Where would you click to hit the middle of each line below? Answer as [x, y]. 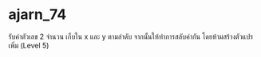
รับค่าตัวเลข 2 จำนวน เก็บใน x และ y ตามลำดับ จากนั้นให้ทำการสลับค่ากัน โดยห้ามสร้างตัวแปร [131, 36]
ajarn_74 [38, 15]
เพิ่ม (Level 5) [29, 45]
